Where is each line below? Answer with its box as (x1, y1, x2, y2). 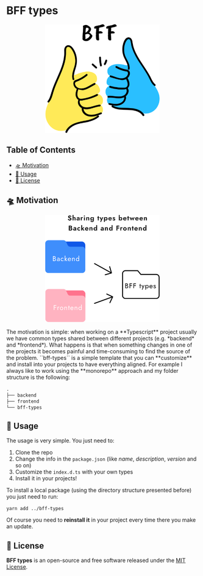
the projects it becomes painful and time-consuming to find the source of (6, 347, 191, 355)
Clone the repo (15, 449, 53, 456)
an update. (6, 523, 34, 530)
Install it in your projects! (15, 475, 77, 482)
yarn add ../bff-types (6, 506, 64, 512)
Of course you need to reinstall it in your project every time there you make (6, 516, 196, 524)
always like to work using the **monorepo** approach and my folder (6, 367, 179, 374)
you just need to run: (6, 493, 59, 500)
